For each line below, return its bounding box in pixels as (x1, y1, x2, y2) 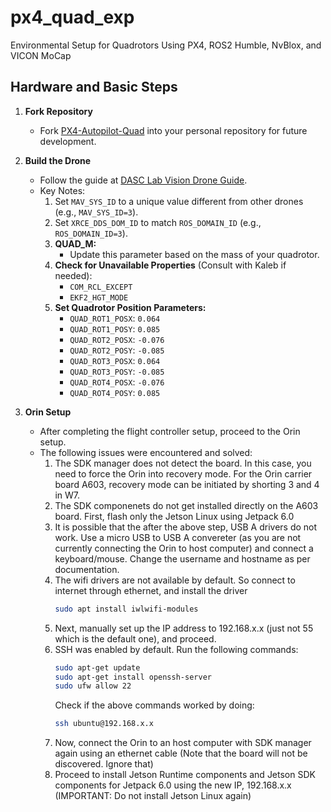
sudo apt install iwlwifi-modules (54, 604, 199, 614)
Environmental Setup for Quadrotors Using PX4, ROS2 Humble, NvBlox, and (10, 39, 322, 51)
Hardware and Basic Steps (10, 79, 178, 96)
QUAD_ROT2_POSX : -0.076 (69, 333, 165, 345)
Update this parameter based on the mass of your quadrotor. (69, 248, 320, 260)
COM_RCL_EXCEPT (69, 282, 133, 292)
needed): (54, 269, 93, 281)
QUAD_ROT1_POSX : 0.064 (69, 312, 161, 324)
